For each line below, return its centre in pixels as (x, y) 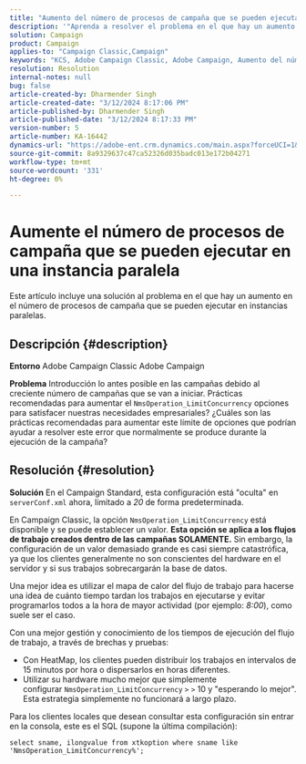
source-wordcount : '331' (56, 170)
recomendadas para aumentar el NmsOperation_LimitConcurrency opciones (149, 403)
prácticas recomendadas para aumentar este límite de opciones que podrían (153, 422)
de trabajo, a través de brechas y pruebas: (89, 642)
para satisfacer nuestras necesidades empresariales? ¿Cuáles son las (140, 413)
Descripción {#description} (89, 344)
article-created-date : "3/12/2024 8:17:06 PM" (99, 103)
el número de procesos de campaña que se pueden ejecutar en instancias (149, 305)
